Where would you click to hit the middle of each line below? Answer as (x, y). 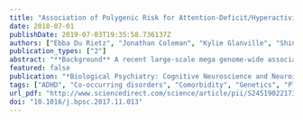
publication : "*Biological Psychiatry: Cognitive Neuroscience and (139, 77)
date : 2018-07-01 (42, 26)
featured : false (40, 69)
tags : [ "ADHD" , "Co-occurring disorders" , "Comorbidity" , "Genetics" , (145, 85)
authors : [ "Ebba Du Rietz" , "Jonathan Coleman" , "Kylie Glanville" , (141, 43)
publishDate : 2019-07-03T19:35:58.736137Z (90, 34)
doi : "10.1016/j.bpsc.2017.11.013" (76, 102)
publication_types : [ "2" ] (58, 51)
